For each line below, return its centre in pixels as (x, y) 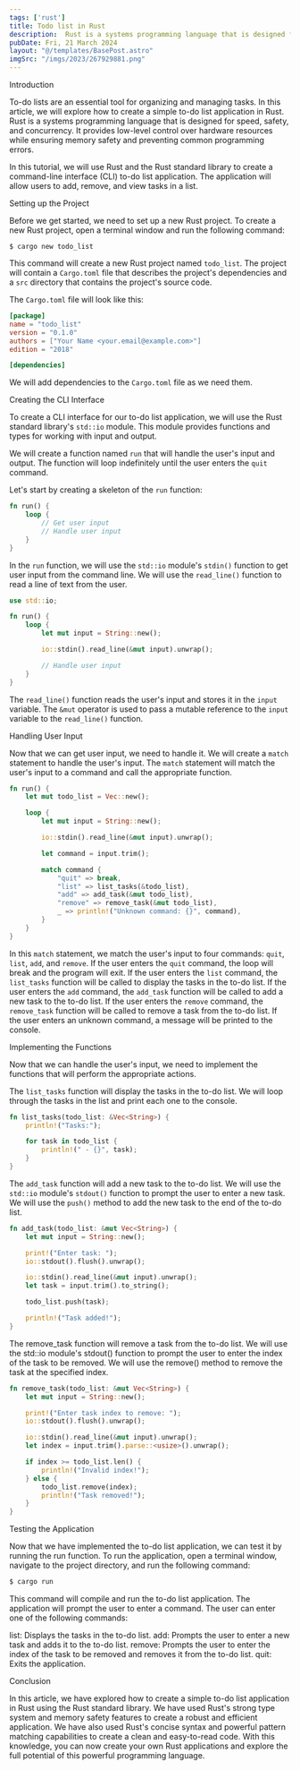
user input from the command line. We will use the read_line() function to (146, 575)
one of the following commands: (69, 1618)
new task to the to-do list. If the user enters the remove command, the (136, 1001)
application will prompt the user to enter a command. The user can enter (142, 1608)
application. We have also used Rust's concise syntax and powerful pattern (147, 1727)
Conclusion (30, 1681)
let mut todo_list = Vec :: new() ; (87, 797)
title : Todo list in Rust (57, 26)
